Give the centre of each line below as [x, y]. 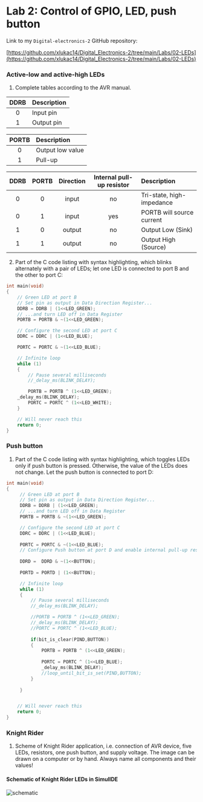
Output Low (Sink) [167, 230]
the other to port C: [39, 275]
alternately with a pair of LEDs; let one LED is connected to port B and [102, 269]
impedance [157, 202]
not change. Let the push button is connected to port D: [84, 472]
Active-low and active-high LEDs [56, 74]
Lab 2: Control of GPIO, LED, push [92, 11]
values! [24, 765]
